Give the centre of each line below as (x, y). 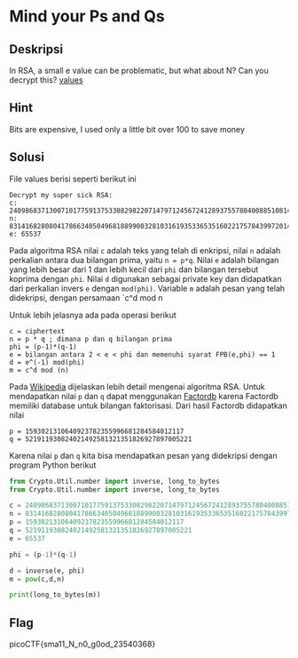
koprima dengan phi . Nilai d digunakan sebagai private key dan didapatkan (145, 278)
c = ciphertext (37, 331)
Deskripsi (36, 49)
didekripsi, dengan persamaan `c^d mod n (86, 297)
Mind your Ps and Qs (87, 16)
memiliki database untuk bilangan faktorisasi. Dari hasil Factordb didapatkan (149, 405)
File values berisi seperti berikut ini (73, 179)
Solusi (27, 157)
